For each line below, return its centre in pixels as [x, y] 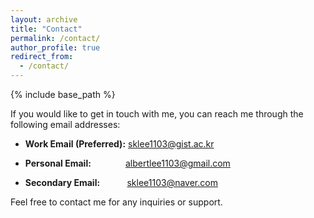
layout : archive [44, 19]
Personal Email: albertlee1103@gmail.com [127, 163]
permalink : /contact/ [55, 38]
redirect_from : [42, 57]
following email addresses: [65, 124]
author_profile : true [55, 47]
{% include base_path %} [63, 94]
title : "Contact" [46, 29]
